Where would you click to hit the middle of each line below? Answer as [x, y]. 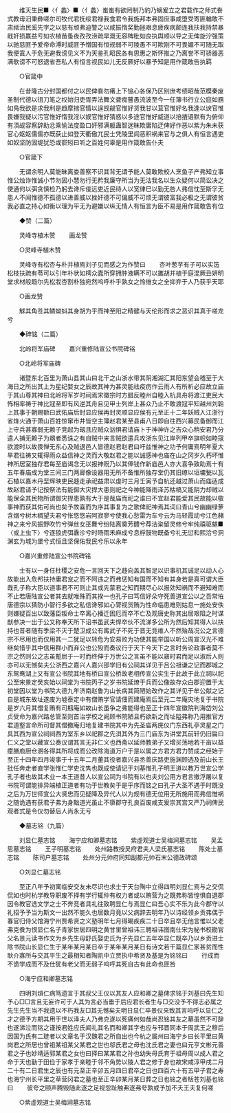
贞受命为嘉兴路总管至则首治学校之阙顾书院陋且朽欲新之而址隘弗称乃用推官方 [115, 716]
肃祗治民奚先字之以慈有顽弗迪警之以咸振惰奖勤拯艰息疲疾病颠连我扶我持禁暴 [115, 27]
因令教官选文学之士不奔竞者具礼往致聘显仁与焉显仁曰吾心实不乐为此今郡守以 [115, 904]
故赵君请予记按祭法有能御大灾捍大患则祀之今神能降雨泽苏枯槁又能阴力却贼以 [115, 489]
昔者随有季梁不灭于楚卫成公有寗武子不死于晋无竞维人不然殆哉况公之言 [118, 630]
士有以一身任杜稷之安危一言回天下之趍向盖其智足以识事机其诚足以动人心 [121, 570]
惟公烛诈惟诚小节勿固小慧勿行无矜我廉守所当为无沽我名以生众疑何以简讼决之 [115, 180]
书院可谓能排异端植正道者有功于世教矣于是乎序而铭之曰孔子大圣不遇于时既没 [115, 785]
